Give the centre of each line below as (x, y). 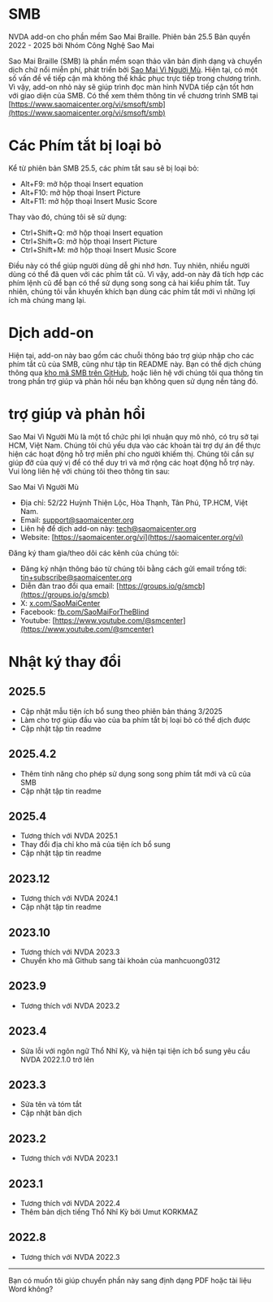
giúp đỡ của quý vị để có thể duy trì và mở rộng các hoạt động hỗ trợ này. (132, 462)
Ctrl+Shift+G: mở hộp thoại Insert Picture (89, 241)
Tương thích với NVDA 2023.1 (69, 1158)
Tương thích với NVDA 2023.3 (70, 952)
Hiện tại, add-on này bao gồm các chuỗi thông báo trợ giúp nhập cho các (131, 355)
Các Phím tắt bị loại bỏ (85, 146)
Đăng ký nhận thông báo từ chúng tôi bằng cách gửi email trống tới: (133, 569)
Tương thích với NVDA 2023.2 (70, 1006)
